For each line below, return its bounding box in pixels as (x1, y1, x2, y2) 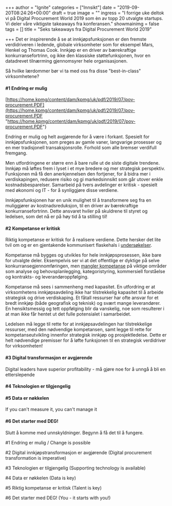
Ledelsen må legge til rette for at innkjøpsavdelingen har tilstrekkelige (5, 321, 152, 327)
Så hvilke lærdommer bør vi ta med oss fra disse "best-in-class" (5, 68, 141, 74)
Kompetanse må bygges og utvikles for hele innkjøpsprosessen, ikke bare (5, 252, 162, 258)
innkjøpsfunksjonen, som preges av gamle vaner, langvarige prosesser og (5, 139, 162, 145)
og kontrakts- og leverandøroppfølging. (5, 274, 89, 280)
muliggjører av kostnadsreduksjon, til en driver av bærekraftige (5, 203, 139, 209)
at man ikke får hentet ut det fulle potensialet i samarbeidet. (5, 311, 131, 317)
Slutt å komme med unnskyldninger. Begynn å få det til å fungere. (5, 430, 144, 436)
